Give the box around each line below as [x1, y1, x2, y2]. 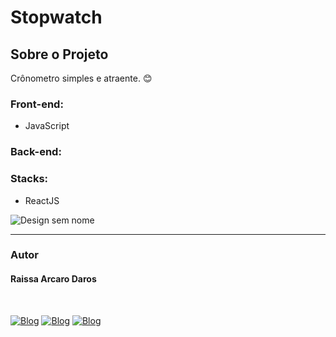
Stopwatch [10, 6, 103, 29]
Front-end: [10, 97, 64, 111]
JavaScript [24, 120, 70, 132]
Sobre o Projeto [10, 46, 109, 63]
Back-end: [10, 145, 62, 159]
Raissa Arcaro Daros [10, 273, 97, 285]
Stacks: [10, 172, 49, 186]
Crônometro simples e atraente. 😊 [10, 72, 153, 84]
